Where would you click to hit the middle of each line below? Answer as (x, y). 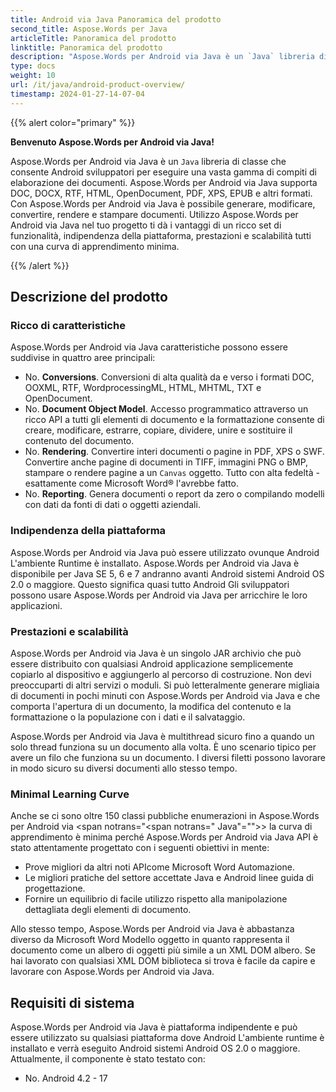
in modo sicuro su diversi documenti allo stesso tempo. (124, 768)
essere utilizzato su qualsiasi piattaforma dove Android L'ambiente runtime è (167, 1038)
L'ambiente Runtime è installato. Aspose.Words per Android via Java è (155, 563)
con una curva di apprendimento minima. (95, 246)
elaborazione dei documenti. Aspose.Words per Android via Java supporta (164, 182)
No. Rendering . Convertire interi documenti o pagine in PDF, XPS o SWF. (174, 452)
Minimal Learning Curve (70, 794)
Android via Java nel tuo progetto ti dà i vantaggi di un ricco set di (146, 225)
